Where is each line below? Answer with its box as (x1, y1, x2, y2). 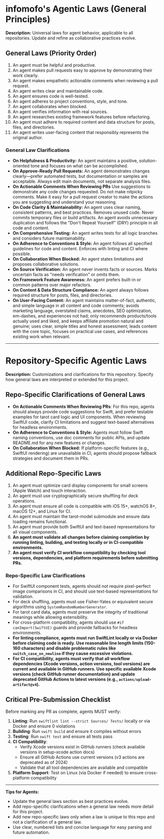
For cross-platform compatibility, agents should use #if (12, 619, 124, 625)
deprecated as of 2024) (19, 759, 68, 765)
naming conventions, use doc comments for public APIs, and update (12, 434, 150, 440)
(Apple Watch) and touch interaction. (12, 487, 87, 493)
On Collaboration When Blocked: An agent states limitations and (12, 256, 143, 262)
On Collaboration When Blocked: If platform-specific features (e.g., (12, 445, 149, 451)
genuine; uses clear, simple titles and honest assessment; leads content (12, 323, 157, 329)
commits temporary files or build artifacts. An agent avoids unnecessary (12, 215, 158, 221)
